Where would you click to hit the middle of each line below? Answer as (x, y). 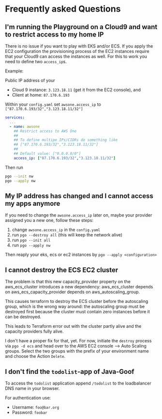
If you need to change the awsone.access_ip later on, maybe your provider (79, 215)
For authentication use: (28, 398)
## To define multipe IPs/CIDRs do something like (66, 140)
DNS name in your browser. (32, 388)
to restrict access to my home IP (54, 34)
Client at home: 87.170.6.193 (41, 95)
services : (15, 117)
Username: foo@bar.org (36, 407)
